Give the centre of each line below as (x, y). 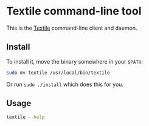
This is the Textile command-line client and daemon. (72, 28)
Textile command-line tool (74, 11)
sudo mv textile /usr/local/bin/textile (58, 73)
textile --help (26, 117)
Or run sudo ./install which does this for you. (65, 84)
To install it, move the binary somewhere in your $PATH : (74, 61)
